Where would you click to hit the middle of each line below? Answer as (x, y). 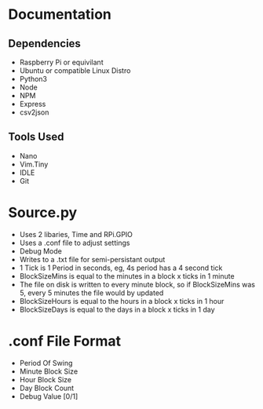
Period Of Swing (46, 363)
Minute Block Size (49, 371)
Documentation (60, 15)
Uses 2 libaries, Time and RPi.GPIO (76, 234)
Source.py (43, 213)
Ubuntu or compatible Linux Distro (75, 71)
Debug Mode (41, 251)
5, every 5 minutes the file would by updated (91, 293)
